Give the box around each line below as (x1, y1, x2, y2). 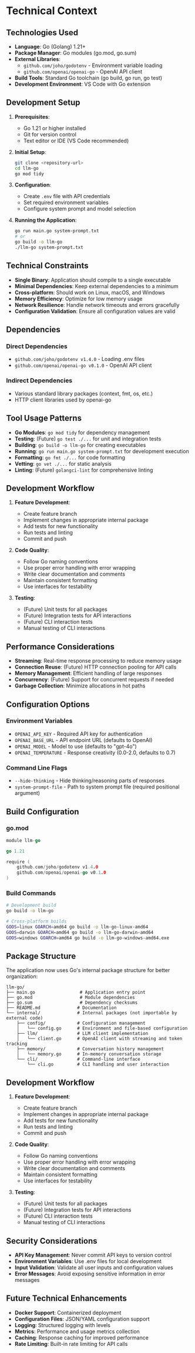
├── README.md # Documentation (6, 1005, 117, 1011)
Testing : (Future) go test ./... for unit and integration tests (14, 435, 162, 442)
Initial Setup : (14, 148, 46, 155)
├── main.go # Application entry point (6, 990, 146, 995)
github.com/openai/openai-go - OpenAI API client (23, 68, 143, 75)
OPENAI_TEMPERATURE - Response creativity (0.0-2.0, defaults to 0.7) (14, 749, 176, 756)
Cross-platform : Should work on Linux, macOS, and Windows (14, 289, 166, 296)
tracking (6, 1041, 28, 1047)
